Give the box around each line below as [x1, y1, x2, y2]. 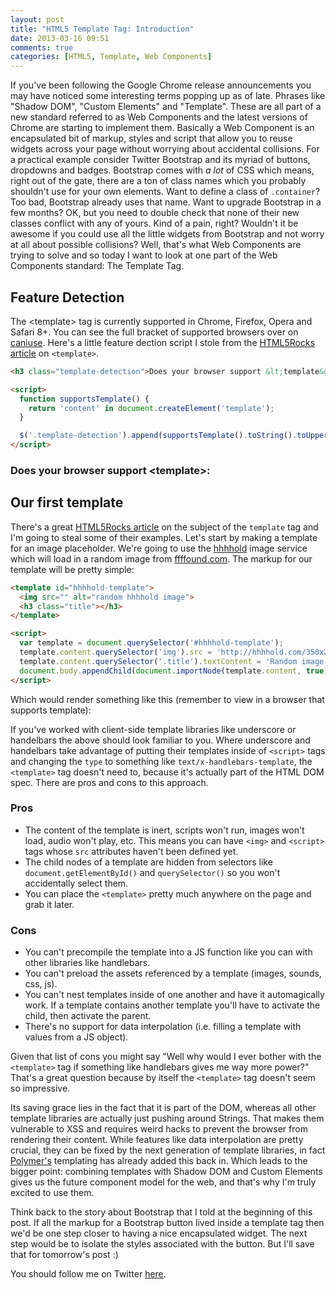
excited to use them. [10, 1187, 95, 1199]
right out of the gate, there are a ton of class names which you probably [10, 175, 307, 187]
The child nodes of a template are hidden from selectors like [24, 856, 273, 868]
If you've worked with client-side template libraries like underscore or [10, 723, 297, 735]
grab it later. [24, 898, 75, 910]
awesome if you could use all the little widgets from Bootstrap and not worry [10, 228, 325, 240]
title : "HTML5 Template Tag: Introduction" [10, 24, 195, 34]
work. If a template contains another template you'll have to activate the [24, 999, 321, 1011]
